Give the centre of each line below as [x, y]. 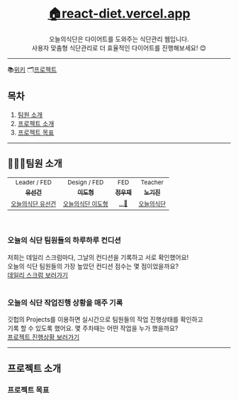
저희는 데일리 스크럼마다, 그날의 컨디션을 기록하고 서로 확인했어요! [98, 257]
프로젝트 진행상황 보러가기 [44, 337]
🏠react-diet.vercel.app [119, 14]
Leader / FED [33, 182]
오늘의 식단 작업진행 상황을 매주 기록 [65, 303]
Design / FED [85, 182]
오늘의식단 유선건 [34, 204]
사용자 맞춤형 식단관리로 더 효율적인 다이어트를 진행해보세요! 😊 [119, 47]
